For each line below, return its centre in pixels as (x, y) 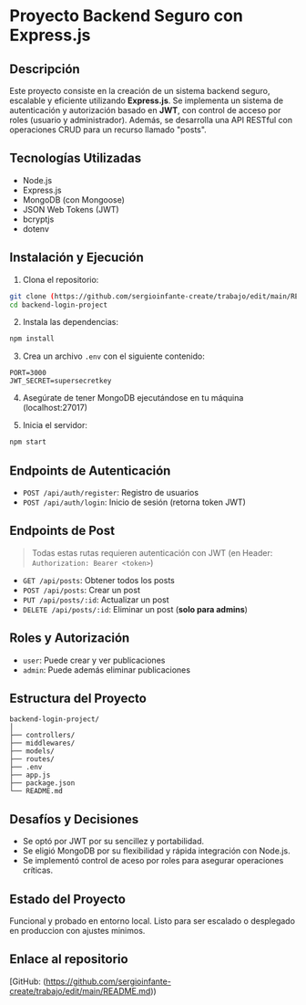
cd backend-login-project (58, 305)
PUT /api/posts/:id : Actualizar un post (96, 600)
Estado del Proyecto (67, 899)
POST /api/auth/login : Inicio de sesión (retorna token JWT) (134, 502)
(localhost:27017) (55, 408)
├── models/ (32, 751)
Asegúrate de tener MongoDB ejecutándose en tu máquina (133, 398)
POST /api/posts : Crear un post (82, 590)
